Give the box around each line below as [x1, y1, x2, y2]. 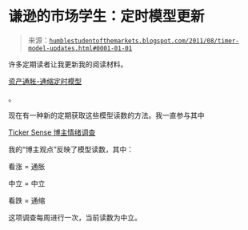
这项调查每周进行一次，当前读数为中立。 [8, 212, 142, 222]
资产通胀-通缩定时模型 [8, 76, 82, 86]
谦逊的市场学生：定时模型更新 [8, 7, 206, 26]
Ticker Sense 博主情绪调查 [8, 127, 96, 137]
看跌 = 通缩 [8, 196, 46, 205]
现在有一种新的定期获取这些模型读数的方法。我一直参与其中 [8, 110, 205, 120]
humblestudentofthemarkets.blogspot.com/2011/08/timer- [49, 37, 240, 45]
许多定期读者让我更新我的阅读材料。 [8, 59, 128, 69]
